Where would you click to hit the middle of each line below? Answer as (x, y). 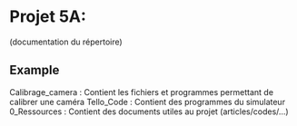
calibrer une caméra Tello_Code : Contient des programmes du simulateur (148, 102)
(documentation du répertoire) (66, 42)
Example (35, 70)
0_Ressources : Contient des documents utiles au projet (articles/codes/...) (149, 111)
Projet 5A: (48, 17)
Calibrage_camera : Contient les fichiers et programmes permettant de (142, 92)
